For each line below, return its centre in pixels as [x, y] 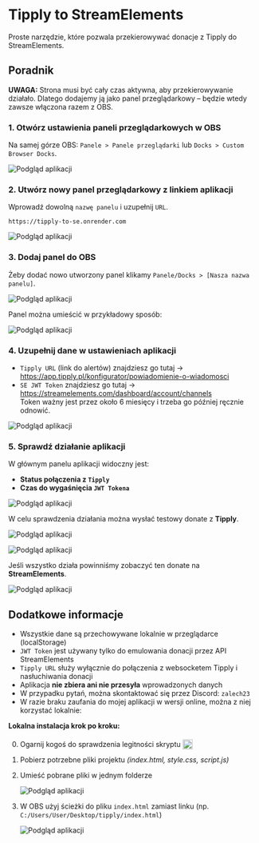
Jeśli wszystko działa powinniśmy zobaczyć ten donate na [104, 565]
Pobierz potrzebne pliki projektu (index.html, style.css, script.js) [124, 760]
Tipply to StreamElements [96, 15]
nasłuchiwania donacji [56, 677]
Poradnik [31, 71]
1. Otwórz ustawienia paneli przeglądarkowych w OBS [115, 127]
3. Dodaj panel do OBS [52, 258]
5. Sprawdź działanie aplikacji [67, 446]
